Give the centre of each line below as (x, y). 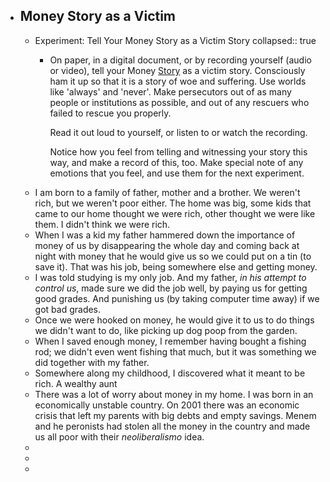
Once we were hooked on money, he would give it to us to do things (174, 320)
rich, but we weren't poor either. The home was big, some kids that (173, 203)
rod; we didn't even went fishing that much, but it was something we (175, 351)
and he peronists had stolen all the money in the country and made (172, 426)
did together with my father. (92, 362)
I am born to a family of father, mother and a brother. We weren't (167, 192)
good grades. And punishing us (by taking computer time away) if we (177, 298)
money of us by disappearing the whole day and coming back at (167, 245)
